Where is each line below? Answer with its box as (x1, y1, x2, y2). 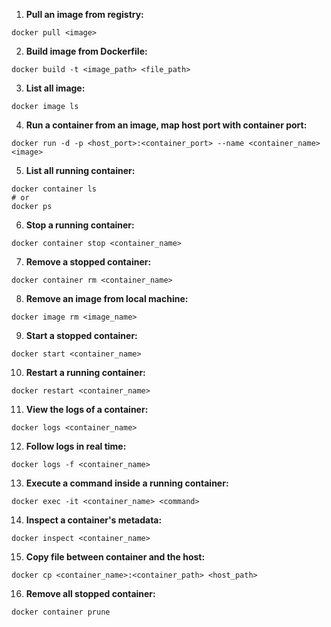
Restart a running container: (25, 367, 146, 378)
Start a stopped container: (25, 330, 138, 341)
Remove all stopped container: (25, 588, 156, 599)
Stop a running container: (25, 219, 135, 231)
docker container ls (11, 184, 98, 194)
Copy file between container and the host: (25, 551, 206, 563)
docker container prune (11, 607, 111, 617)
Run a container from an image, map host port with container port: (25, 119, 308, 131)
